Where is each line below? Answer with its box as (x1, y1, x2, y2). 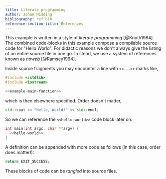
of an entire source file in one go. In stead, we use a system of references (5, 51, 157, 57)
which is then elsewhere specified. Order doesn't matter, (5, 97, 122, 103)
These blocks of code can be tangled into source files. (5, 168, 117, 174)
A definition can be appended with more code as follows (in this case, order (5, 144, 161, 150)
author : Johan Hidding (5, 12, 52, 17)
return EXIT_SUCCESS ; (5, 159, 50, 164)
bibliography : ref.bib (5, 16, 52, 21)
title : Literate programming (5, 7, 66, 12)
